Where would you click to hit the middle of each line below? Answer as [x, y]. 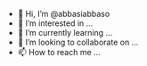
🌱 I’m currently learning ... [65, 33]
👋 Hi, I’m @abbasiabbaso [64, 14]
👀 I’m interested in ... [55, 23]
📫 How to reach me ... [59, 52]
